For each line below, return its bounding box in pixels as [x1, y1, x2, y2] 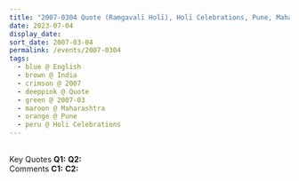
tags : [9, 54, 29, 63]
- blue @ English [17, 63, 82, 72]
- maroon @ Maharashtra [17, 104, 105, 113]
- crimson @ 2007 [17, 79, 82, 88]
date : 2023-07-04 [9, 21, 74, 30]
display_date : [9, 29, 62, 38]
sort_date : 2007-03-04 [9, 37, 93, 47]
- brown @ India [17, 71, 77, 80]
